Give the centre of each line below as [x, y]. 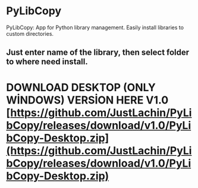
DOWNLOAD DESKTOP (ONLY [81, 87]
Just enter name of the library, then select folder [98, 53]
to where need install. [47, 62]
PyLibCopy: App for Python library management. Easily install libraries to [95, 27]
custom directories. [30, 33]
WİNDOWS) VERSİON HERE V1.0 [87, 100]
